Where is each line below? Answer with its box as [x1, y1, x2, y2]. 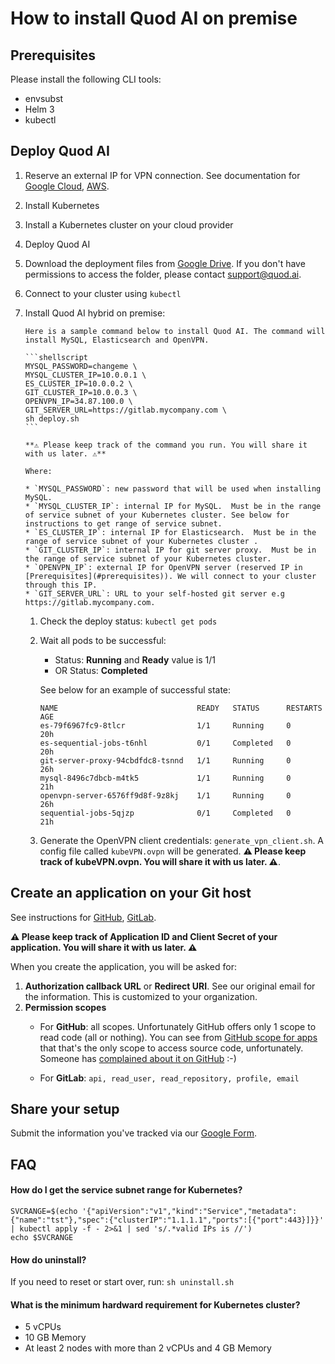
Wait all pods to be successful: [39, 634, 167, 646]
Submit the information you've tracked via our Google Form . [10, 1127, 258, 1139]
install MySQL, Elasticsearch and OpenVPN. [24, 335, 210, 345]
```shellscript [24, 352, 89, 362]
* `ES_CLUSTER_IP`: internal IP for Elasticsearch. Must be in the [24, 527, 317, 537]
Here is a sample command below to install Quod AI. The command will [24, 326, 326, 336]
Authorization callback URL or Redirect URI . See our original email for [24, 980, 316, 992]
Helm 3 [24, 103, 55, 115]
